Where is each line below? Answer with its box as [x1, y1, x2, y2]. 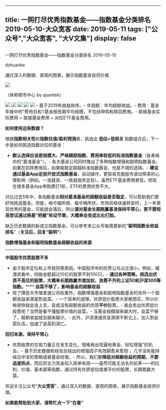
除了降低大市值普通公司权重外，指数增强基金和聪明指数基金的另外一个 [12, 289, 156, 295]
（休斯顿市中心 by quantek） [5, 92, 64, 98]
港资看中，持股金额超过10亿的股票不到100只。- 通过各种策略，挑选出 [12, 271, 153, 277]
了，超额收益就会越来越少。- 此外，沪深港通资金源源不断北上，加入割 [12, 314, 155, 320]
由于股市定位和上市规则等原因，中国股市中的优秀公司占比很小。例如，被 [12, 265, 160, 271]
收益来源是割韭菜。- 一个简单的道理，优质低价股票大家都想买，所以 [16, 296, 155, 302]
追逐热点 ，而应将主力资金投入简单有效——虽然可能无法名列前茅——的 [12, 360, 156, 366]
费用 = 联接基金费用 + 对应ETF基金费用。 [9, 115, 93, 121]
